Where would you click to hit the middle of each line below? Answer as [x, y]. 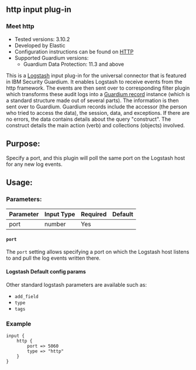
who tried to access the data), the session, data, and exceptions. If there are [98, 113]
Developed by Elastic [40, 45]
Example [19, 324]
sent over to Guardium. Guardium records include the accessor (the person [97, 106]
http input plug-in [39, 10]
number [55, 224]
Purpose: [23, 144]
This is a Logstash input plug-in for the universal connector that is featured [96, 75]
